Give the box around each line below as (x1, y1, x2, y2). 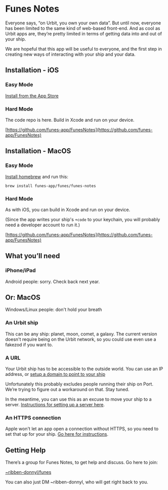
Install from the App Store (5, 92, 59, 99)
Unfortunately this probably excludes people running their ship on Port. (5, 381, 153, 387)
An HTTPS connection (5, 414, 61, 421)
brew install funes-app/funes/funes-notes (5, 183, 96, 188)
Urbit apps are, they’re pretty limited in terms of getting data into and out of (5, 30, 162, 37)
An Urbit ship (5, 319, 38, 326)
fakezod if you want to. (5, 341, 53, 347)
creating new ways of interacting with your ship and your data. (5, 51, 136, 57)
